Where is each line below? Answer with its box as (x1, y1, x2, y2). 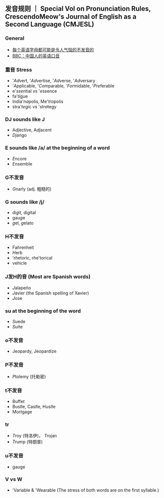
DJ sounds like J (5, 116, 45, 122)
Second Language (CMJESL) (5, 20, 94, 28)
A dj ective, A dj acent (12, 127, 52, 133)
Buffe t (12, 398, 25, 404)
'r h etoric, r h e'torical (12, 255, 53, 261)
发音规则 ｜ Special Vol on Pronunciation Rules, (5, 4, 151, 13)
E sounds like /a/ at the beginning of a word (5, 144, 110, 151)
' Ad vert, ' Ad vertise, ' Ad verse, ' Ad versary (12, 77, 95, 83)
